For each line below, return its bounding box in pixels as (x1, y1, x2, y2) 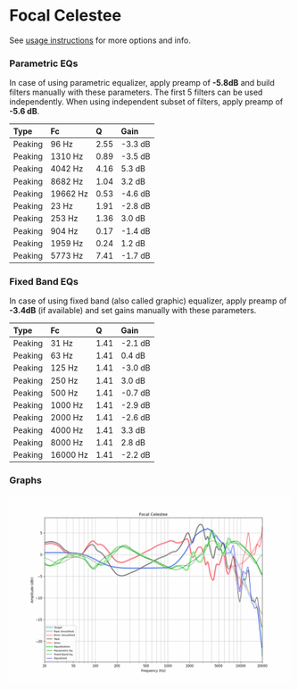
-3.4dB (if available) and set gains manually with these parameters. (9, 305, 257, 316)
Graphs (9, 474, 42, 486)
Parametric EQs (9, 57, 79, 70)
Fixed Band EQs (9, 275, 79, 287)
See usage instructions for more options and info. (9, 35, 192, 46)
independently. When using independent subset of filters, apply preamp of (9, 96, 284, 107)
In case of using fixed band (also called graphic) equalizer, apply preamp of (9, 295, 287, 306)
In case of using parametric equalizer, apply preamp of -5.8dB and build (9, 78, 275, 88)
